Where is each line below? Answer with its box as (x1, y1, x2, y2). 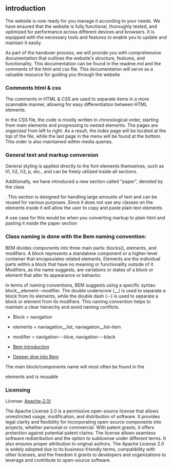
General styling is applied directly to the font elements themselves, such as (5, 163, 164, 169)
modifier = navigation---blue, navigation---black (12, 333, 116, 340)
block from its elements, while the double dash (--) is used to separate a (5, 293, 158, 299)
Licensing (5, 386, 31, 394)
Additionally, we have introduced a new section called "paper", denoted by (5, 178, 163, 184)
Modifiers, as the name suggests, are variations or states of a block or (5, 267, 154, 273)
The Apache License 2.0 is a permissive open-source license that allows (5, 408, 159, 414)
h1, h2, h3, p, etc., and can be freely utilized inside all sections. (5, 169, 138, 175)
